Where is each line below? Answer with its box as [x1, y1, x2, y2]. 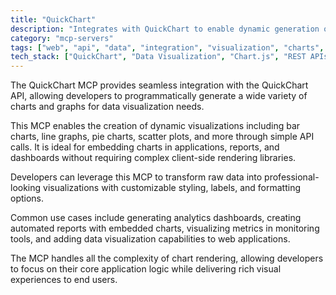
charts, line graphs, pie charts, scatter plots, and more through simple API [10, 131, 315, 143]
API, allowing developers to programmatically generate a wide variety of [10, 90, 308, 102]
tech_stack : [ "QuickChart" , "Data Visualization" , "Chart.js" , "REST [10, 52, 307, 62]
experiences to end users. [10, 274, 118, 286]
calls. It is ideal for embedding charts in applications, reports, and [10, 141, 280, 153]
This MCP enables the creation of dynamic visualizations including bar [10, 120, 301, 132]
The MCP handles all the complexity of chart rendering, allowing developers [10, 252, 324, 265]
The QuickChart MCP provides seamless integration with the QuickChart [10, 79, 309, 91]
